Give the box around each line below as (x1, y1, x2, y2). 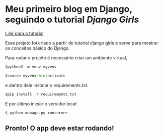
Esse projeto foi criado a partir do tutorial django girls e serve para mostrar (5, 40, 159, 46)
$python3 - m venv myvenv (5, 64, 57, 69)
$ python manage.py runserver (5, 110, 68, 115)
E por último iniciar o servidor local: (5, 100, 78, 107)
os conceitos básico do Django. (5, 45, 70, 51)
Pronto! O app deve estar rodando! (5, 124, 114, 132)
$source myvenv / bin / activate (5, 73, 66, 78)
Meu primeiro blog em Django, (5, 3, 133, 15)
